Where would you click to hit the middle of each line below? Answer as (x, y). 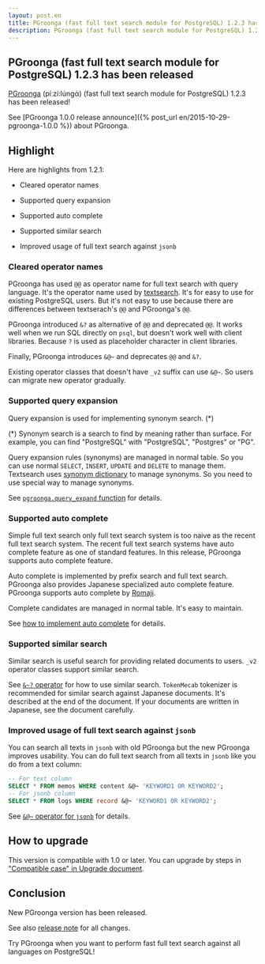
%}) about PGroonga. (94, 126)
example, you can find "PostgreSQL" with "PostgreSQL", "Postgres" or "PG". (132, 442)
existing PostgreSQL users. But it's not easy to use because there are (121, 301)
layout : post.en (35, 15)
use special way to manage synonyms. (71, 482)
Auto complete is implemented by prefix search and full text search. (118, 576)
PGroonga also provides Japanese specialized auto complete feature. (121, 584)
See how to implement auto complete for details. (87, 623)
